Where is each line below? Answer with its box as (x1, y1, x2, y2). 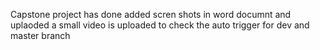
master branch (10, 30, 71, 41)
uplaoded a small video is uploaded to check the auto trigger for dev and (10, 19, 310, 31)
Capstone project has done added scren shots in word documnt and (10, 9, 292, 20)
